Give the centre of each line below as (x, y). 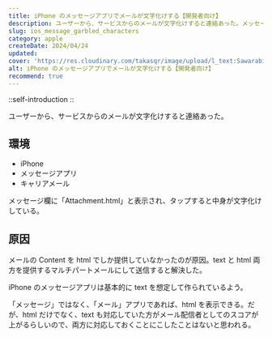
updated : (23, 53)
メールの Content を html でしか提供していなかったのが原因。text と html (130, 260)
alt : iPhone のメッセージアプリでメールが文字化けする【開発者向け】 (111, 69)
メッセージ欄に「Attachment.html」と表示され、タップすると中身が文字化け (135, 201)
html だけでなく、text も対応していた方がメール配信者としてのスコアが (140, 315)
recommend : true (36, 76)
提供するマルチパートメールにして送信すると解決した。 (115, 270)
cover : (19, 62)
